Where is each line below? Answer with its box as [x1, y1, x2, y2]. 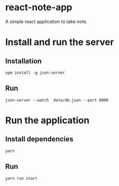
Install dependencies [5, 135, 74, 144]
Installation [5, 57, 42, 65]
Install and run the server [5, 36, 114, 48]
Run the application [5, 114, 90, 126]
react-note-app [5, 2, 73, 13]
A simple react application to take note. [5, 18, 88, 25]
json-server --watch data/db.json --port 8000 [5, 98, 109, 103]
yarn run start [5, 176, 38, 181]
